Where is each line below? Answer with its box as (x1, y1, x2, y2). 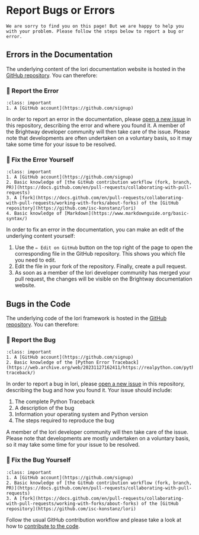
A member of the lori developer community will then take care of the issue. (6, 428, 188, 436)
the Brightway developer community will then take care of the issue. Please (6, 128, 190, 135)
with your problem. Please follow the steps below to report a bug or (6, 28, 184, 34)
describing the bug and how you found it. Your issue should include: (6, 387, 173, 394)
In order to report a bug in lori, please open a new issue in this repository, (6, 380, 185, 387)
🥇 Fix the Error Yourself (6, 155, 74, 164)
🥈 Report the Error (6, 87, 59, 95)
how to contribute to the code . (6, 523, 80, 530)
